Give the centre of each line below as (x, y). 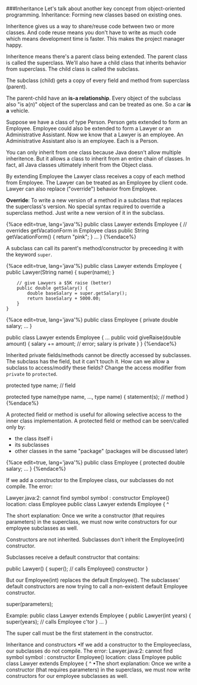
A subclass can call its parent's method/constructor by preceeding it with (95, 248)
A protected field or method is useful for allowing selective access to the (94, 414)
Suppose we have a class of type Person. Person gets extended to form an (97, 122)
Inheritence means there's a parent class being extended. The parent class (97, 56)
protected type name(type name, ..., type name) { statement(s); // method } (97, 397)
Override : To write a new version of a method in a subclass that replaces (94, 200)
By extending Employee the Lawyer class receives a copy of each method (96, 176)
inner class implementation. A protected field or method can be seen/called (98, 421)
